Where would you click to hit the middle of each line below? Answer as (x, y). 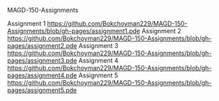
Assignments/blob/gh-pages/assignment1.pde (74, 31)
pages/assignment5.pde (42, 90)
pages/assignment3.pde (42, 61)
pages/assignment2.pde (42, 46)
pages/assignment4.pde (42, 75)
